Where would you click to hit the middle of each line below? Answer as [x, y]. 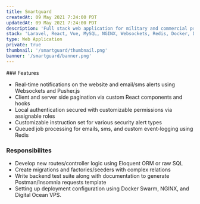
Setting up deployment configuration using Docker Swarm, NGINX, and [102, 189]
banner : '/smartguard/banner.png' [49, 56]
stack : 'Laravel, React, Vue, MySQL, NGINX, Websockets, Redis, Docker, [98, 34]
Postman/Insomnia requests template [60, 182]
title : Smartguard [29, 12]
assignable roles [35, 116]
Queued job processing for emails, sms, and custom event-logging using [104, 128]
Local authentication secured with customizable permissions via [93, 109]
